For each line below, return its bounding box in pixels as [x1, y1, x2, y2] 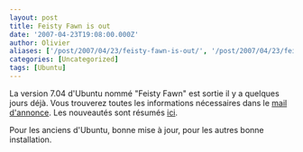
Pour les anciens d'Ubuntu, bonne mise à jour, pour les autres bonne [9, 124, 264, 135]
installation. [9, 134, 52, 145]
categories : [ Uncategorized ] [9, 55, 119, 64]
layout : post [9, 13, 59, 22]
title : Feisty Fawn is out [9, 22, 111, 31]
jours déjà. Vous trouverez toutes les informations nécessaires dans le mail [9, 97, 288, 108]
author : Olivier [9, 38, 70, 48]
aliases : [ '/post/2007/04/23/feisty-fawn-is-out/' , [9, 47, 207, 56]
